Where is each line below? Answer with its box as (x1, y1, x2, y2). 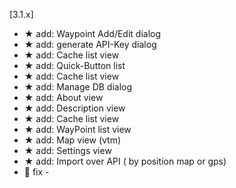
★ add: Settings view (23, 145, 112, 156)
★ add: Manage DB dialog (23, 81, 133, 93)
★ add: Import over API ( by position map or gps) (23, 155, 227, 167)
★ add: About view (23, 92, 104, 103)
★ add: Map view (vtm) (23, 134, 122, 146)
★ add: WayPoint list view (23, 124, 132, 135)
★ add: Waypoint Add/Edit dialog (23, 28, 162, 39)
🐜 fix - (23, 166, 50, 178)
